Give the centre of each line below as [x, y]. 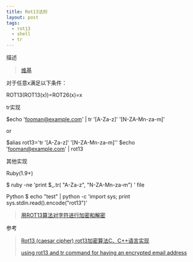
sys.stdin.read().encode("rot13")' [47, 203]
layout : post [22, 17]
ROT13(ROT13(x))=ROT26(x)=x [44, 95]
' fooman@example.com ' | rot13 [45, 149]
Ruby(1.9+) [20, 173]
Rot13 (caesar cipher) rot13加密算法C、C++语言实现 [85, 241]
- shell [21, 34]
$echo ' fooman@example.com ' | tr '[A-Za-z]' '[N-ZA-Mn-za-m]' [86, 119]
